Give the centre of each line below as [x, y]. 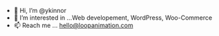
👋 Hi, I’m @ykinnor [40, 11]
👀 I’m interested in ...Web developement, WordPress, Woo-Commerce [113, 18]
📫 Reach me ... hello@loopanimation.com [73, 25]
